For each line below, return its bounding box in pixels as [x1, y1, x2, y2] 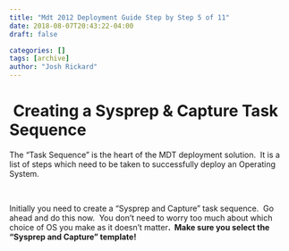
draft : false [9, 29, 58, 38]
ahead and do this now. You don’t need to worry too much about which [9, 212, 273, 223]
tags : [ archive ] [9, 54, 70, 63]
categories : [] [9, 46, 66, 54]
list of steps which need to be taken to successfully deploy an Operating [9, 158, 276, 170]
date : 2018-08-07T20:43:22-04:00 [9, 21, 134, 30]
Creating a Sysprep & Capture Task [13, 101, 279, 121]
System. [9, 168, 40, 179]
